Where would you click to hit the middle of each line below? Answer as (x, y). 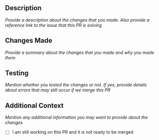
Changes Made (29, 41)
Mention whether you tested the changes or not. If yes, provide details (76, 85)
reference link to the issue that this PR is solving (53, 25)
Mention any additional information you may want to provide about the (77, 117)
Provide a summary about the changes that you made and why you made (80, 52)
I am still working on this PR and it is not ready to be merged (73, 132)
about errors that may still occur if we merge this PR (58, 90)
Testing (17, 73)
